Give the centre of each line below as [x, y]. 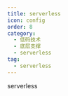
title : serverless [34, 14]
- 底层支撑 [27, 46]
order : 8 [20, 27]
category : [22, 33]
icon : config [26, 20]
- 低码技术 [27, 40]
